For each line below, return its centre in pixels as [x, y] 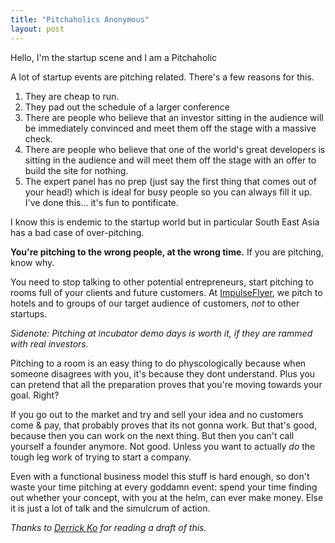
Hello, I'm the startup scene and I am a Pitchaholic [114, 57]
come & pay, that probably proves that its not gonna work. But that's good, [164, 425]
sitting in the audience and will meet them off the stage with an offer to [170, 160]
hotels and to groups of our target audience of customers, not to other [155, 303]
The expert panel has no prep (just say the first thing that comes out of [170, 181]
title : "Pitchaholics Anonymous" [80, 19]
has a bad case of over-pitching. [77, 232]
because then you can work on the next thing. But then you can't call [152, 435]
